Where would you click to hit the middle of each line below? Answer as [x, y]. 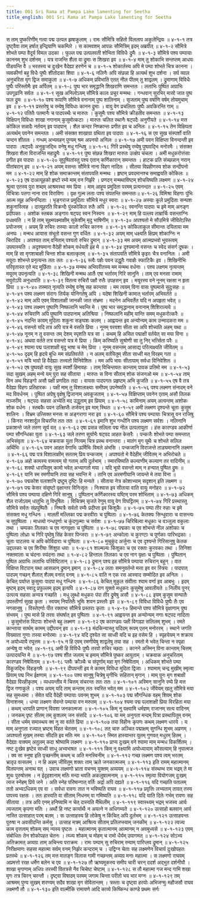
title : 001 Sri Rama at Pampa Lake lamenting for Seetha [78, 12]
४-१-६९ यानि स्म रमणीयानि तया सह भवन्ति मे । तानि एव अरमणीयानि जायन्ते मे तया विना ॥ [91, 474]
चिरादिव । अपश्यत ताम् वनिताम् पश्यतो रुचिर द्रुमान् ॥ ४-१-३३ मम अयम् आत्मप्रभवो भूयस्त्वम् [92, 240]
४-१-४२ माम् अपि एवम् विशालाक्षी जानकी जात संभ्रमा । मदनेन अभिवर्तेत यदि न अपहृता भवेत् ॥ [93, 300]
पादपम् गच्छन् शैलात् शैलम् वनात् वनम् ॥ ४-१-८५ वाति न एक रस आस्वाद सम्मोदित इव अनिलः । [95, 574]
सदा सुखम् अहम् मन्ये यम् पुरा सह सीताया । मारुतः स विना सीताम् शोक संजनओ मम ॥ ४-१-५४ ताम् [98, 374]
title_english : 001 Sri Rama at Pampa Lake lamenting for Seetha [89, 17]
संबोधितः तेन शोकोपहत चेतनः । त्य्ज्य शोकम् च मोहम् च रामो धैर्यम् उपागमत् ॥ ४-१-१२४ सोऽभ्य [94, 836]
